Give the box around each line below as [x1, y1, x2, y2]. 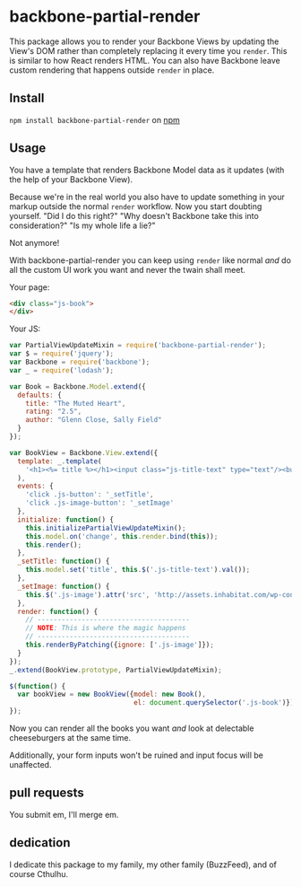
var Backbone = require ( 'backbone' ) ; [9, 357, 150, 367]
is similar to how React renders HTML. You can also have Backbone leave [9, 55, 280, 66]
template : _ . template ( [17, 456, 102, 466]
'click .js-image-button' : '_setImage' [25, 498, 175, 508]
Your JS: [9, 323, 41, 334]
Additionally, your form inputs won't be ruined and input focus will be [9, 750, 264, 760]
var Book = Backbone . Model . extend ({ [9, 382, 146, 391]
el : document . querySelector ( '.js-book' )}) [133, 698, 295, 707]
